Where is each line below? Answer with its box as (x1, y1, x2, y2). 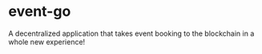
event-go (8, 2, 71, 21)
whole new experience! (8, 37, 86, 46)
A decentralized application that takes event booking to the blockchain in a (8, 29, 255, 38)
